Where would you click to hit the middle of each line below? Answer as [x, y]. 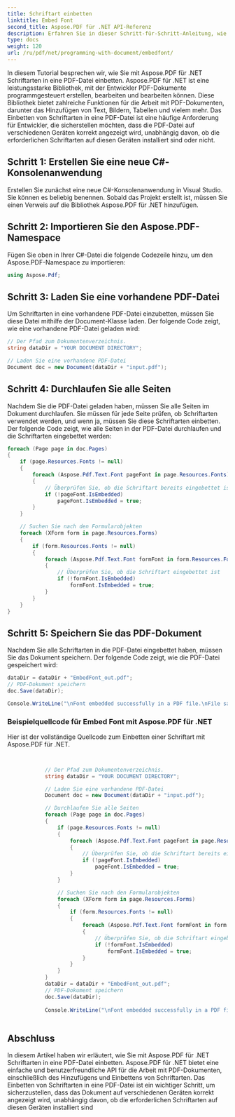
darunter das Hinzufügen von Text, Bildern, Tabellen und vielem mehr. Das [114, 110]
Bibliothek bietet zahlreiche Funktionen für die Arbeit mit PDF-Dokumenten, [116, 102]
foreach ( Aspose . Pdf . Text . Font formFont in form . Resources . [134, 559]
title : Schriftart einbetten [50, 14]
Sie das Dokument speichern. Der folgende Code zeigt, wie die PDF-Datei [114, 657]
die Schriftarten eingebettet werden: [59, 436]
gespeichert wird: [33, 665]
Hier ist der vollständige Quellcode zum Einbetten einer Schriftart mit [106, 737]
